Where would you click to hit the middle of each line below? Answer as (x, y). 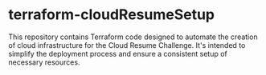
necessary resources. (44, 62)
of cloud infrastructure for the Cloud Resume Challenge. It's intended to (127, 45)
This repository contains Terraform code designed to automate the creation (133, 37)
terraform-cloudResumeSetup (112, 15)
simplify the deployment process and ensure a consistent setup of (118, 53)
